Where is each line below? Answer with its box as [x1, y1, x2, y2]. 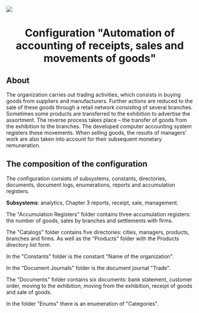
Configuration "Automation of [24, 26, 175, 40]
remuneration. [6, 142, 40, 148]
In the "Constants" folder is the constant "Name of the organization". [6, 253, 174, 260]
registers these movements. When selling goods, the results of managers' [6, 129, 187, 136]
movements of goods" [43, 52, 156, 65]
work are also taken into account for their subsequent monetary [6, 135, 162, 142]
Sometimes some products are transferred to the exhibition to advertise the [6, 110, 191, 117]
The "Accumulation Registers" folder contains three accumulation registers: [6, 210, 191, 218]
